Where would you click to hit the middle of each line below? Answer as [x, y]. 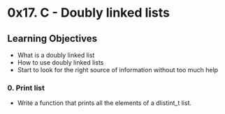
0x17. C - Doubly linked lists [88, 13]
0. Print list [26, 88]
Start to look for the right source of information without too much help [118, 70]
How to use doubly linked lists [60, 63]
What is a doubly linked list [56, 55]
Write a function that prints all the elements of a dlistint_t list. [104, 103]
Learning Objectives [52, 39]
